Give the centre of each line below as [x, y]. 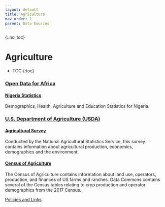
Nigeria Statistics [23, 95]
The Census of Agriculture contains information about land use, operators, [81, 174]
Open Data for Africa [30, 84]
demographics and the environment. [42, 152]
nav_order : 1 [18, 19]
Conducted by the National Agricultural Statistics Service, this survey [75, 142]
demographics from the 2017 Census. [43, 190]
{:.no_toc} [15, 37]
